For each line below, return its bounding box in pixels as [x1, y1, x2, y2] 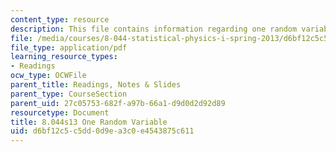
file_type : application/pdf [10, 42, 128, 53]
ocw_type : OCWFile [10, 71, 87, 81]
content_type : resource [10, 14, 110, 25]
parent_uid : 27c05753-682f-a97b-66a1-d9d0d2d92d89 [10, 98, 226, 108]
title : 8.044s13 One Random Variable [10, 117, 168, 127]
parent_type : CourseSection [10, 89, 128, 99]
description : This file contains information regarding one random [10, 24, 298, 34]
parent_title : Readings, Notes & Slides [10, 80, 182, 90]
